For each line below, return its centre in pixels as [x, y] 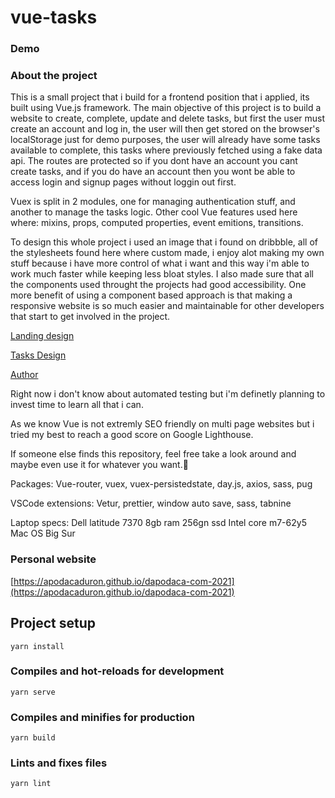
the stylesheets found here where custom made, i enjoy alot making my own [167, 253]
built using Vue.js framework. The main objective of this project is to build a [166, 108]
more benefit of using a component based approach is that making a [151, 295]
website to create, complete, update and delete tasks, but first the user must [168, 118]
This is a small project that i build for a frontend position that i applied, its [160, 97]
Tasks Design [38, 355]
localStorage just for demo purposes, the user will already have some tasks [165, 140]
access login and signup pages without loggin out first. [123, 182]
